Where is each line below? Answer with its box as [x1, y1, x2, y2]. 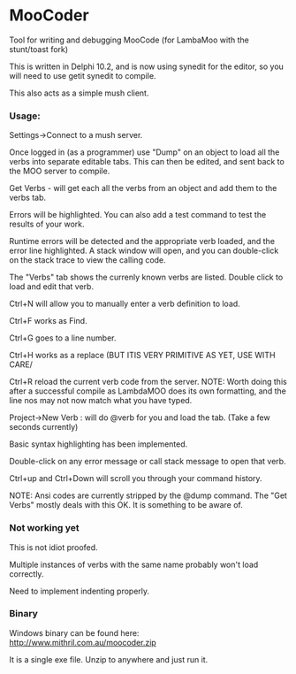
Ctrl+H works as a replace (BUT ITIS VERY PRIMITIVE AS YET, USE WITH [9, 350, 276, 361]
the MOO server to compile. [9, 165, 110, 177]
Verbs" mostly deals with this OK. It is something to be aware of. [9, 500, 243, 510]
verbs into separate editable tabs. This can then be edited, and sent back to [9, 157, 285, 167]
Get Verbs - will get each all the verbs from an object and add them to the [9, 183, 277, 194]
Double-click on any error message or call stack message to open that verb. [9, 456, 286, 467]
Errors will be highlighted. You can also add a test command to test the [9, 210, 267, 220]
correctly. [9, 568, 44, 579]
